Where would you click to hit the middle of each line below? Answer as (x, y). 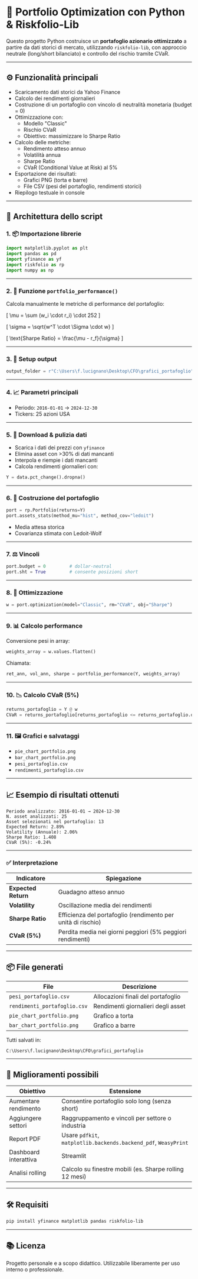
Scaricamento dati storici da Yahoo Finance (67, 92)
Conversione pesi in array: (38, 641)
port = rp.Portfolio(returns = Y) (46, 510)
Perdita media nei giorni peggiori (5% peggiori (122, 932)
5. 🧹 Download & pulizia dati (47, 435)
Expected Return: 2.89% (35, 827)
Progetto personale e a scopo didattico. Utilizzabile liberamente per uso (93, 1263)
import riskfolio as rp (35, 265)
